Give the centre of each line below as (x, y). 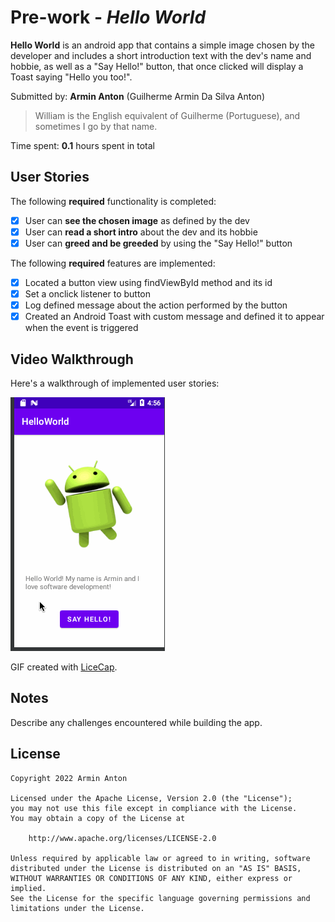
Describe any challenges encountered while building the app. (136, 722)
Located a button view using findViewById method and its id (148, 282)
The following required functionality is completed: (113, 201)
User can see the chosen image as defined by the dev (137, 220)
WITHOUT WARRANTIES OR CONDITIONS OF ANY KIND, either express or (151, 878)
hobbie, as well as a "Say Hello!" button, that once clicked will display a (157, 66)
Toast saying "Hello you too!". (71, 77)
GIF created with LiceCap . (64, 667)
